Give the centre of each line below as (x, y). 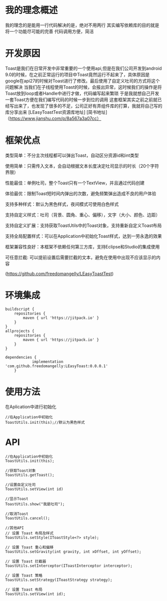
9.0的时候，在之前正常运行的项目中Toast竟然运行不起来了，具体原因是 (78, 74)
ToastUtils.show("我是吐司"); (35, 504)
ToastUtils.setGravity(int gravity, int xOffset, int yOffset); (73, 551)
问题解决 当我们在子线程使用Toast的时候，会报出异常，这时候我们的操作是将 (83, 87)
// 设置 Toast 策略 (24, 575)
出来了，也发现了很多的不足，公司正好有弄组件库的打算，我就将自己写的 (88, 106)
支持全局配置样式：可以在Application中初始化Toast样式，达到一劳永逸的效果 (83, 236)
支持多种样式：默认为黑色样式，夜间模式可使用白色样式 (62, 204)
